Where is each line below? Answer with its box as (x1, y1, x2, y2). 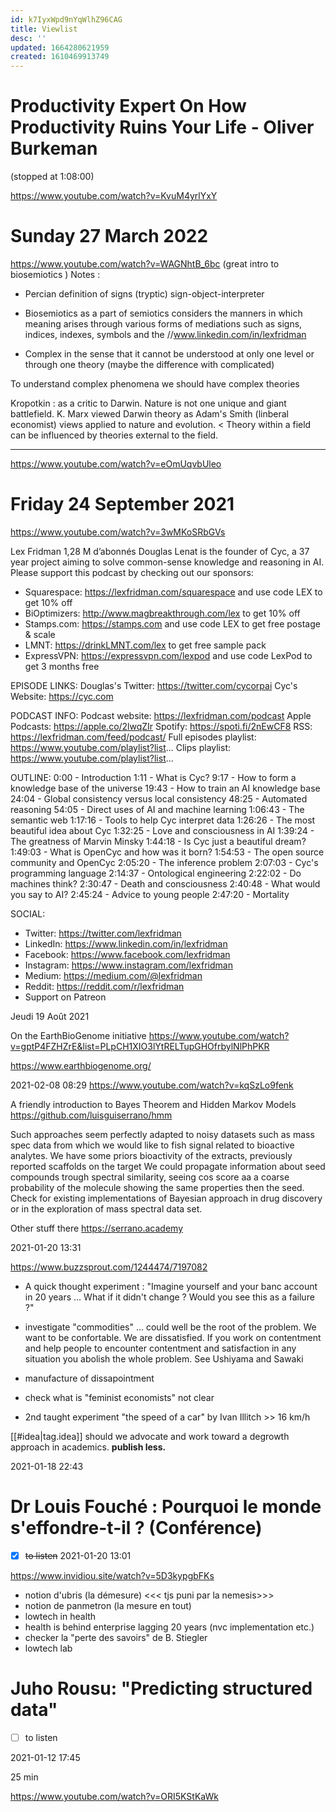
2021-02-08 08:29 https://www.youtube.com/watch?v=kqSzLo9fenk (10, 1079, 294, 1091)
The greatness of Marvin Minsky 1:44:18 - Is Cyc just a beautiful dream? (10, 835, 307, 847)
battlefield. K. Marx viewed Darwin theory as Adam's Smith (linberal (10, 408, 289, 420)
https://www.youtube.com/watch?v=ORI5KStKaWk (10, 1790, 219, 1802)
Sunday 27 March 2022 (10, 225, 209, 248)
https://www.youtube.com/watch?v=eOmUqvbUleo (10, 458, 222, 470)
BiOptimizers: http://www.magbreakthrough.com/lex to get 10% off (24, 607, 301, 619)
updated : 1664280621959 (10, 42, 110, 53)
